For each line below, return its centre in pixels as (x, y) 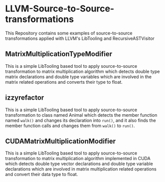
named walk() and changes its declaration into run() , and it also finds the (81, 120)
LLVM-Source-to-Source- (60, 9)
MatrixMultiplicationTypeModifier (59, 54)
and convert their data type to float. (42, 175)
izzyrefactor (25, 98)
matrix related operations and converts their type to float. (64, 82)
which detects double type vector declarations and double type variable (79, 164)
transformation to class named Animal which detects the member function (81, 115)
